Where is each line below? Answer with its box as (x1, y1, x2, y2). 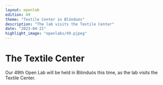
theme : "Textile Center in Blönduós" (5, 17, 85, 22)
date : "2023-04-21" (5, 26, 47, 31)
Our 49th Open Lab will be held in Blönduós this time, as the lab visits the (5, 69, 158, 75)
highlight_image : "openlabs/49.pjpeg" (5, 31, 87, 36)
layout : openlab (5, 7, 39, 13)
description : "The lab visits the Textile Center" (5, 21, 114, 27)
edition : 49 (5, 12, 30, 17)
